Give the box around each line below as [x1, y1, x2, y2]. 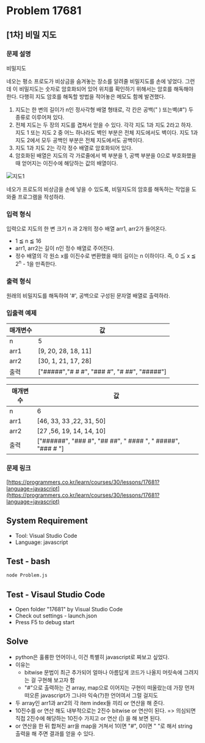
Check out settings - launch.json [15, 612, 98, 619]
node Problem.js [6, 572, 48, 579]
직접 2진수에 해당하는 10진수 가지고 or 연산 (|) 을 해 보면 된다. [15, 714, 162, 722]
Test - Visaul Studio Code [6, 589, 106, 600]
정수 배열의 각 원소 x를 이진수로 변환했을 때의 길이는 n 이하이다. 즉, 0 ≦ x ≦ [15, 252, 196, 260]
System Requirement [6, 516, 88, 526]
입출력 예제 [6, 309, 37, 317]
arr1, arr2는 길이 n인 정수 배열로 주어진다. [15, 244, 115, 252]
